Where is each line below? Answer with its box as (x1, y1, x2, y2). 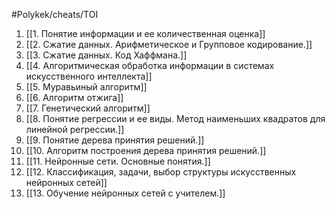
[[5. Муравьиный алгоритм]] (25, 81, 148, 93)
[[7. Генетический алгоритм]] (25, 102, 151, 114)
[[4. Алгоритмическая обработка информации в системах (25, 60, 275, 71)
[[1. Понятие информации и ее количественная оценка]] (25, 28, 266, 39)
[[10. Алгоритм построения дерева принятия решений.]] (25, 145, 267, 156)
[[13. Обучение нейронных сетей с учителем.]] (25, 187, 226, 199)
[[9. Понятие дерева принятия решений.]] (25, 134, 205, 146)
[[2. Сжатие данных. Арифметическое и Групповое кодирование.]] (25, 39, 313, 50)
